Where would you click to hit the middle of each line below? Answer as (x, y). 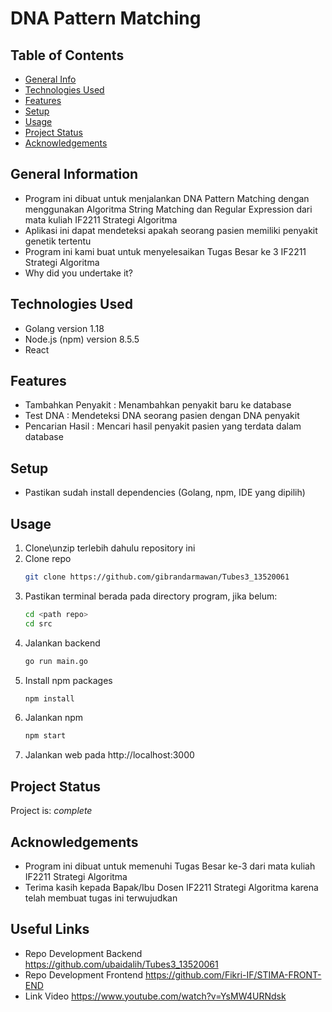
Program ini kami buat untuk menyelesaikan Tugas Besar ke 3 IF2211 (165, 251)
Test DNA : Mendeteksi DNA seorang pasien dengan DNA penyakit (162, 416)
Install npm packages (68, 680)
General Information (74, 174)
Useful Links (50, 929)
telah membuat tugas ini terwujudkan (101, 898)
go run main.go (56, 661)
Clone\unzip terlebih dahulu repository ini (110, 548)
